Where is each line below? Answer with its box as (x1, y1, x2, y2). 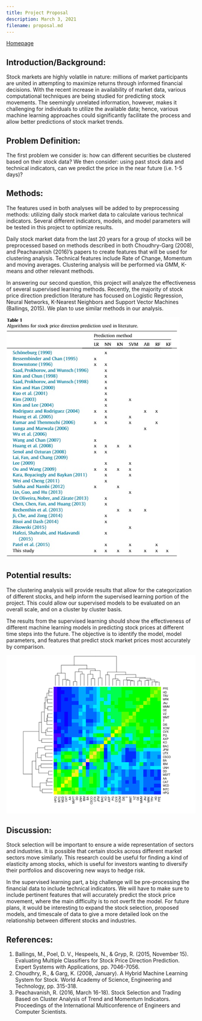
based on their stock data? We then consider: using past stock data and (6, 158, 185, 165)
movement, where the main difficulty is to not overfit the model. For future (6, 898, 189, 905)
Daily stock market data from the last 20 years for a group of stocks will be (6, 235, 191, 243)
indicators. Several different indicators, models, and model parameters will (6, 217, 191, 224)
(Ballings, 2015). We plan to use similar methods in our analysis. (6, 305, 164, 312)
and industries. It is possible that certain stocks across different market (6, 848, 182, 855)
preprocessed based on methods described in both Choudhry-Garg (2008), (6, 241, 194, 249)
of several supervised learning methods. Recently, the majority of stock (6, 285, 183, 293)
